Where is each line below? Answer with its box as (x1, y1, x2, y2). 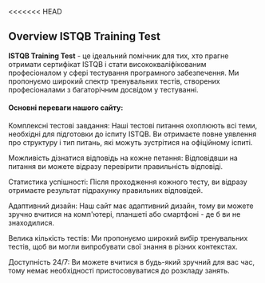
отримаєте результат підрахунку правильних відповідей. (8, 186, 204, 195)
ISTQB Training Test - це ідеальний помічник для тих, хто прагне (8, 51, 229, 61)
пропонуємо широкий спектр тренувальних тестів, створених (8, 76, 221, 86)
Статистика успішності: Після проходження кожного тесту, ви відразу (8, 177, 247, 187)
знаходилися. (8, 218, 54, 228)
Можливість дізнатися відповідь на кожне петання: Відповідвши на (8, 153, 238, 163)
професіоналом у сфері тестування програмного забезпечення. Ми (8, 68, 239, 77)
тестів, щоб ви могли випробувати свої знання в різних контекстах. (8, 242, 238, 252)
